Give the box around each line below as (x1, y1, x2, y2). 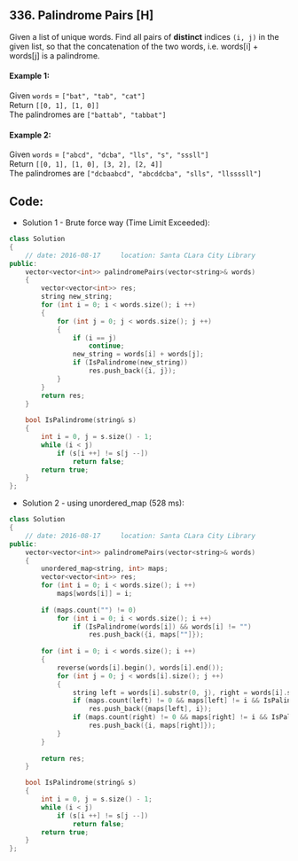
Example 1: (9, 71, 51, 82)
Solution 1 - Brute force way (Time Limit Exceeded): (21, 217, 210, 228)
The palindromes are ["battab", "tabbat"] (9, 109, 167, 120)
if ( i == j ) (72, 333, 117, 342)
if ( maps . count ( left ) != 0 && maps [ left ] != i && (72, 696, 260, 705)
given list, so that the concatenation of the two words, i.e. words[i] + (9, 41, 259, 51)
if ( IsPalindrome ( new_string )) (72, 358, 189, 367)
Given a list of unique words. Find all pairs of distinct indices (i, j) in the (9, 31, 279, 42)
